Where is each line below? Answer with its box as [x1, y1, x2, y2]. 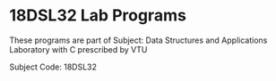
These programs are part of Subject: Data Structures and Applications [9, 35, 268, 45]
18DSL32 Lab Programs [9, 5, 186, 26]
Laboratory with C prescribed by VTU [9, 44, 148, 54]
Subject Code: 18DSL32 [9, 61, 97, 72]
